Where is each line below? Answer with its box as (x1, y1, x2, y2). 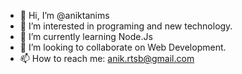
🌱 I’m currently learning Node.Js (19, 31, 153, 42)
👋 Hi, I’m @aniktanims (19, 10, 110, 21)
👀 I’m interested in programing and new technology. (19, 20, 233, 32)
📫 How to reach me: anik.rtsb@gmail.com (19, 53, 195, 64)
